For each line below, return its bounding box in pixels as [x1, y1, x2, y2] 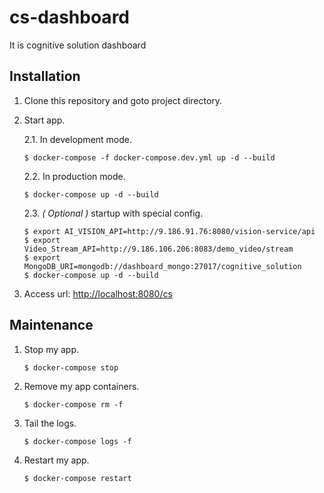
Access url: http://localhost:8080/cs [23, 287, 173, 300]
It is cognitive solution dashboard [9, 39, 147, 51]
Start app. [23, 114, 66, 126]
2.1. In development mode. [23, 133, 133, 145]
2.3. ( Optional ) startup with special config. [23, 207, 204, 219]
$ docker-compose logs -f [23, 436, 132, 446]
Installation [9, 68, 81, 85]
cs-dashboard [9, 6, 130, 29]
